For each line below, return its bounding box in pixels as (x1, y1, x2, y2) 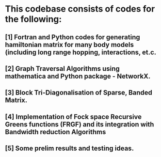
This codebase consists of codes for (5, 3, 155, 15)
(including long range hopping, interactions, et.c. (5, 48, 157, 56)
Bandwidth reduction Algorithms (5, 127, 106, 136)
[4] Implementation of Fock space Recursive (5, 112, 142, 121)
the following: (5, 14, 62, 25)
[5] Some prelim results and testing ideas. (5, 144, 134, 153)
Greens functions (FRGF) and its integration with (5, 120, 154, 128)
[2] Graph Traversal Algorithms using (5, 64, 120, 73)
